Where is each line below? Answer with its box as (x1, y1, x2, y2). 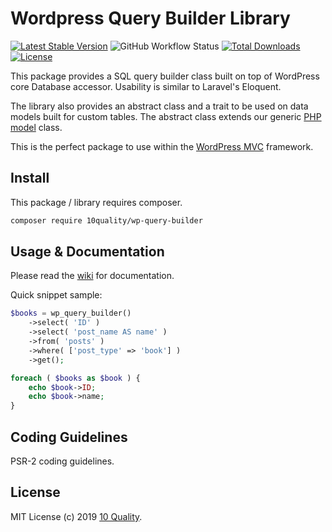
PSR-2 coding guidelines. (10, 455, 115, 467)
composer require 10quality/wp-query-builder (10, 215, 203, 226)
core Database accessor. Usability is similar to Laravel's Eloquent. (10, 80, 282, 92)
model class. (10, 121, 63, 133)
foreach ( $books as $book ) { (10, 373, 141, 383)
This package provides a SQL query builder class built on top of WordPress (10, 70, 320, 82)
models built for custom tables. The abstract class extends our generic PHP (10, 110, 322, 122)
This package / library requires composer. (10, 196, 183, 208)
